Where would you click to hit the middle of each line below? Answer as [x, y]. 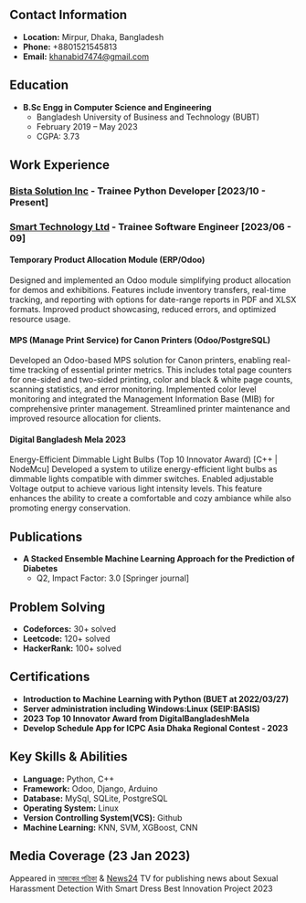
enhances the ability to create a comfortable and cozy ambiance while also [151, 499]
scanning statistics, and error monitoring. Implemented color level [133, 389]
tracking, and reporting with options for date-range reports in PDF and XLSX [153, 299]
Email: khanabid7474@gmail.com [85, 56]
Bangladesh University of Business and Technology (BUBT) [148, 117]
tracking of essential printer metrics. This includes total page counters [160, 370]
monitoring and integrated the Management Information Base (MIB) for [142, 399]
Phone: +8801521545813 [70, 47]
